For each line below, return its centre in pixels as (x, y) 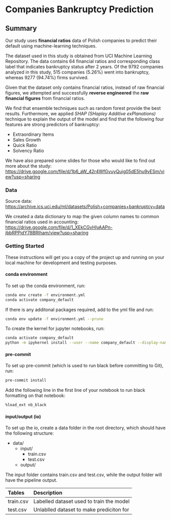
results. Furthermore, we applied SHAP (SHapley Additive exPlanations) (81, 114)
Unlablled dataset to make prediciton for (81, 510)
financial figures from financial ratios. (45, 98)
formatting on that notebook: (35, 396)
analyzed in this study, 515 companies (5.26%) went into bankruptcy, (78, 72)
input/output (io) (23, 416)
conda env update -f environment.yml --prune (54, 319)
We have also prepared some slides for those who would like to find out (80, 160)
